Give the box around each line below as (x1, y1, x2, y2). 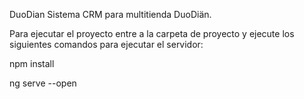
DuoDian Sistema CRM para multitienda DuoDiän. (9, 9, 212, 20)
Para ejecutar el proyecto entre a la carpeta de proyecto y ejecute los (9, 28, 295, 39)
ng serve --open (9, 77, 77, 89)
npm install (9, 58, 55, 69)
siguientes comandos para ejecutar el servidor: (9, 39, 204, 50)
